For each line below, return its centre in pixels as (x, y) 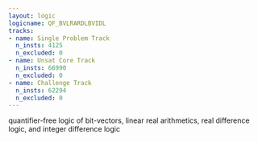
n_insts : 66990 (41, 68)
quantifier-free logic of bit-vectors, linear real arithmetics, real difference (129, 120)
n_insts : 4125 (39, 46)
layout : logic (32, 16)
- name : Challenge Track (50, 83)
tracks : (21, 30)
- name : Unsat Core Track (52, 61)
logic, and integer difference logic (64, 129)
